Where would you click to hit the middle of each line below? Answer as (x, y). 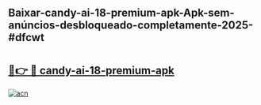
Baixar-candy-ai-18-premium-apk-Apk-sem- (122, 13)
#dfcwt (27, 37)
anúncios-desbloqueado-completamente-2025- (131, 26)
